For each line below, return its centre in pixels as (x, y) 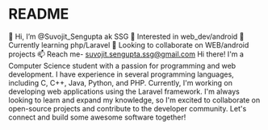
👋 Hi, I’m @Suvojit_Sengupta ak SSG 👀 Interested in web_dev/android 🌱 (126, 36)
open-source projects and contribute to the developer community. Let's (128, 108)
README (39, 14)
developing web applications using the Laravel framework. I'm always (124, 91)
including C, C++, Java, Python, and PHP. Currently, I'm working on (120, 82)
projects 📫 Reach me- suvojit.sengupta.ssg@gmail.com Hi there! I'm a (126, 54)
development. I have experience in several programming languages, (121, 74)
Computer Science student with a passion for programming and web (122, 65)
